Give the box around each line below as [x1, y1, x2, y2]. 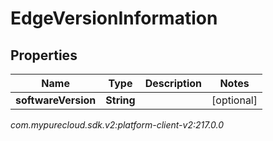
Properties [10, 47, 78, 64]
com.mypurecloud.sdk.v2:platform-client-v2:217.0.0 [10, 119, 225, 131]
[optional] [211, 93, 258, 107]
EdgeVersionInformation [10, 7, 218, 30]
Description [144, 77, 203, 90]
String [105, 93, 136, 107]
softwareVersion [15, 93, 97, 107]
